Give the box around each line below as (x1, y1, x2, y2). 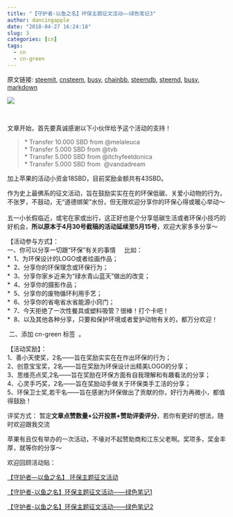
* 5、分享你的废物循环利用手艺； (7, 289, 103, 297)
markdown (7, 83, 38, 91)
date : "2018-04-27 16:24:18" (7, 23, 92, 30)
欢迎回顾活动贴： (7, 458, 56, 466)
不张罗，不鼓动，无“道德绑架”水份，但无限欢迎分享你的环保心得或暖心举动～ (7, 197, 225, 205)
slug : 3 (7, 29, 30, 37)
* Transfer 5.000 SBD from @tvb (24, 145, 118, 153)
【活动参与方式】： (7, 237, 59, 245)
